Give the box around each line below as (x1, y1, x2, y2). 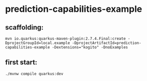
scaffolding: (5, 23, 44, 32)
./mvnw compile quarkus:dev (5, 71, 64, 76)
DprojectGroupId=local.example (5, 40, 70, 45)
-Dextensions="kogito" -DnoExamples (52, 45, 128, 50)
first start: (5, 58, 37, 67)
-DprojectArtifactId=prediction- (72, 40, 142, 45)
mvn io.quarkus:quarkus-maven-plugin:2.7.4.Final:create (5, 36, 126, 41)
